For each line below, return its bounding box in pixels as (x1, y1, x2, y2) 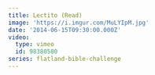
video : (8, 33, 30, 41)
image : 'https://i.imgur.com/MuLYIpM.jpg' (8, 19, 149, 27)
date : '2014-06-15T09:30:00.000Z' (8, 26, 122, 34)
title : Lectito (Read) (8, 11, 83, 20)
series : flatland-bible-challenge (8, 55, 122, 63)
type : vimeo (15, 41, 55, 48)
